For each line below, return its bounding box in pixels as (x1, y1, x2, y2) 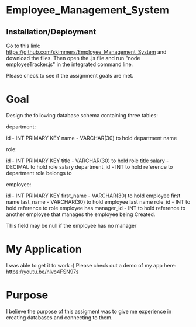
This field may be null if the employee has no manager (6, 222, 137, 229)
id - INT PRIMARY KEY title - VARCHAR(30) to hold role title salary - (6, 157, 169, 164)
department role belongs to (6, 169, 72, 176)
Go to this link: (6, 42, 41, 49)
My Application (6, 243, 82, 256)
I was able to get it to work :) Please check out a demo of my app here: (6, 262, 177, 269)
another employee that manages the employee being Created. (6, 211, 156, 218)
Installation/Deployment (6, 27, 97, 37)
